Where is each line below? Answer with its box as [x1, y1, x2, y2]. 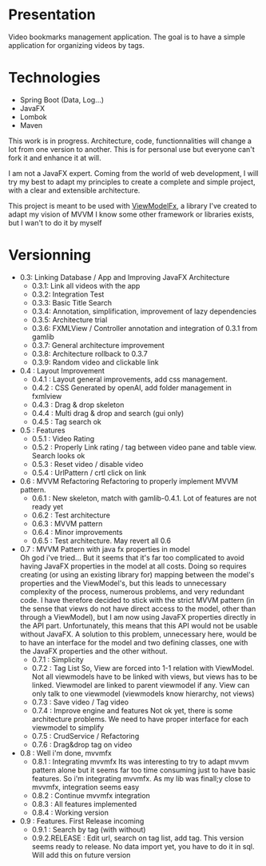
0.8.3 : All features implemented [31, 799, 137, 808]
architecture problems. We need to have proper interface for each [31, 714, 249, 724]
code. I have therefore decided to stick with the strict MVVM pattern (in [19, 595, 255, 605]
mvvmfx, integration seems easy [31, 782, 140, 792]
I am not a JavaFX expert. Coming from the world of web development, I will [8, 168, 259, 178]
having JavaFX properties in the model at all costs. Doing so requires [19, 561, 247, 571]
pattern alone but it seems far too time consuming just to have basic [31, 765, 256, 775]
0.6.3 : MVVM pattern [31, 518, 103, 529]
